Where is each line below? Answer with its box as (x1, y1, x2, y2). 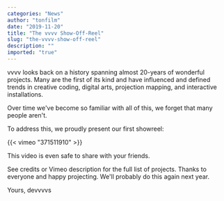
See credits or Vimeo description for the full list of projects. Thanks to (7, 165, 207, 173)
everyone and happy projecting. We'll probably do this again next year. (7, 172, 210, 181)
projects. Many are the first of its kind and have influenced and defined (7, 75, 211, 83)
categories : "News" (7, 10, 64, 17)
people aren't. (7, 111, 47, 119)
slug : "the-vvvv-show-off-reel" (7, 36, 101, 43)
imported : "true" (7, 49, 58, 56)
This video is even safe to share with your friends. (7, 151, 151, 160)
